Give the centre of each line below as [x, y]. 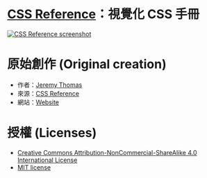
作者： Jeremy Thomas [50, 85]
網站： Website [38, 102]
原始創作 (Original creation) [87, 64]
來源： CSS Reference [48, 93]
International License [47, 160]
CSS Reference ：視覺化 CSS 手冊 [104, 14]
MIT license [34, 167]
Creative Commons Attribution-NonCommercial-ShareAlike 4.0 [107, 152]
